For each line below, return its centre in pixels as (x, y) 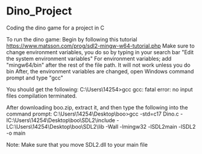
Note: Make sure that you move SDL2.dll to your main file (77, 144)
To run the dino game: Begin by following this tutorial (72, 39)
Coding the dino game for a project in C (55, 28)
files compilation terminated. (42, 96)
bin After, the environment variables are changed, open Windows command (100, 71)
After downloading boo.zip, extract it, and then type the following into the (97, 107)
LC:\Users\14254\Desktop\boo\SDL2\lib (55, 126)
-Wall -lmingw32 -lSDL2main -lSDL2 (150, 126)
